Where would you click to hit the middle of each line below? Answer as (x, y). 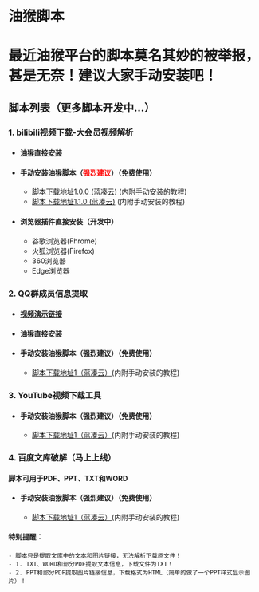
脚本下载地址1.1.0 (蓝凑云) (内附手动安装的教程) (108, 202)
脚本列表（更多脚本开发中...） (82, 107)
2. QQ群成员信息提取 (48, 294)
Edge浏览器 (51, 270)
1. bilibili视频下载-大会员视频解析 (71, 132)
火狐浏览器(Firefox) (63, 251)
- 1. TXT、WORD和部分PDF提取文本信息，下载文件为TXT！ (91, 564)
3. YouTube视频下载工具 (55, 395)
